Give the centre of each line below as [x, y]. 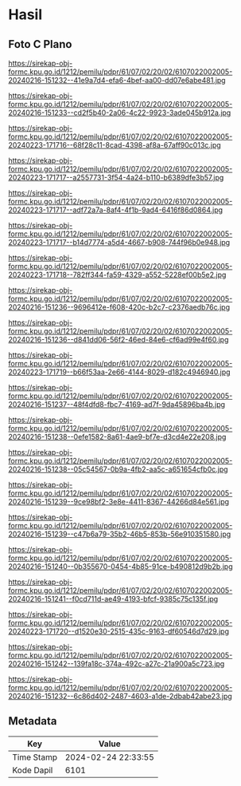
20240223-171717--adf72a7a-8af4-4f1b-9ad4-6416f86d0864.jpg [116, 210]
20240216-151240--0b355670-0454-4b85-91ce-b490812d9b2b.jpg [120, 567]
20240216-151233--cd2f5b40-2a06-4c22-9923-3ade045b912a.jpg [120, 113]
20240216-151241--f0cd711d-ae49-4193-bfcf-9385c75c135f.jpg [113, 599]
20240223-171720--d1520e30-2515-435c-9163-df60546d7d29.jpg [119, 631]
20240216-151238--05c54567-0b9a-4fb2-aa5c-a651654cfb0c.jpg [118, 469]
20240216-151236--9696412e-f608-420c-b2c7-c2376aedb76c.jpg [119, 307]
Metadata [33, 721]
